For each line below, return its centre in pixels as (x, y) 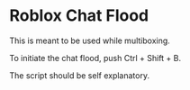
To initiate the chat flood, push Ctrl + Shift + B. (95, 58)
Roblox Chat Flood (79, 16)
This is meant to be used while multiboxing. (90, 40)
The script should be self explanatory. (80, 75)
